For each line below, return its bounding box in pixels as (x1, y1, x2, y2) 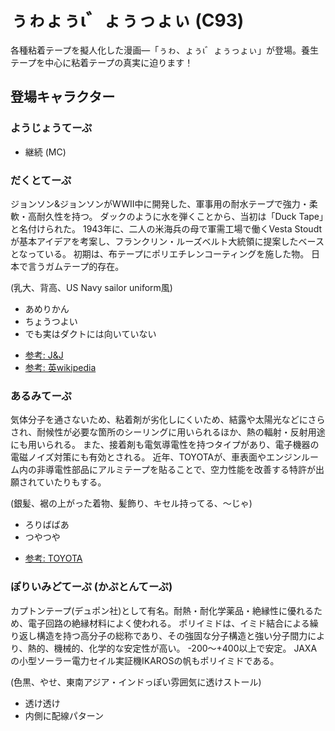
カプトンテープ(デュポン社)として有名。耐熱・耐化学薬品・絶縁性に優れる (10, 604, 314, 616)
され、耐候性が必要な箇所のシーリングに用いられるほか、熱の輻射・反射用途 (10, 426, 326, 438)
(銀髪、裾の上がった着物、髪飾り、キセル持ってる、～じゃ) (10, 497, 253, 510)
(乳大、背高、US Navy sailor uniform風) (10, 281, 173, 293)
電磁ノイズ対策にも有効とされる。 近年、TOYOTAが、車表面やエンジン (10, 451, 302, 463)
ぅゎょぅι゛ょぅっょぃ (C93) (10, 9, 245, 32)
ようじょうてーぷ (10, 121, 93, 135)
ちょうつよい (24, 315, 78, 327)
